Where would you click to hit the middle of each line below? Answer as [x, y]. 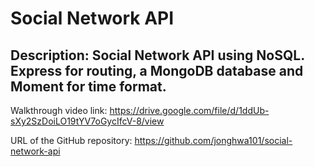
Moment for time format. [88, 86]
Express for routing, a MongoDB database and [157, 70]
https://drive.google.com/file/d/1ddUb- [189, 110]
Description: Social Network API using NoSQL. [157, 55]
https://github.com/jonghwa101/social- [213, 140]
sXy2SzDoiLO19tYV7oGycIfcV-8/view [87, 121]
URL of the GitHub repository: [71, 140]
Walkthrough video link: [59, 110]
